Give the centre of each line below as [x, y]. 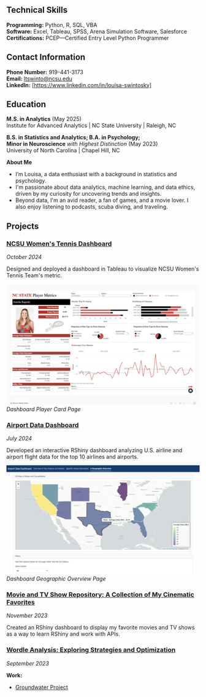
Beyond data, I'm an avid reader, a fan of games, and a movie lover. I [102, 200]
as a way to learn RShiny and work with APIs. [63, 634]
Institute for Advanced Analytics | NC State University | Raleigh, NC [91, 126]
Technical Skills [37, 10]
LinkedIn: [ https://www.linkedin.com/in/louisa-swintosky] [79, 85]
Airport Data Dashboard [43, 425]
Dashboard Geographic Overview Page [56, 579]
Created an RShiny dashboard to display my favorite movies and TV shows [101, 628]
